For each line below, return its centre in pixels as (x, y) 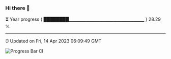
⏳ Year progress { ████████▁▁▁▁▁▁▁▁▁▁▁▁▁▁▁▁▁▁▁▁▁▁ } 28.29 (83, 19)
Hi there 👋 (18, 8)
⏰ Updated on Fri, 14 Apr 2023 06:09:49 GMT (53, 41)
